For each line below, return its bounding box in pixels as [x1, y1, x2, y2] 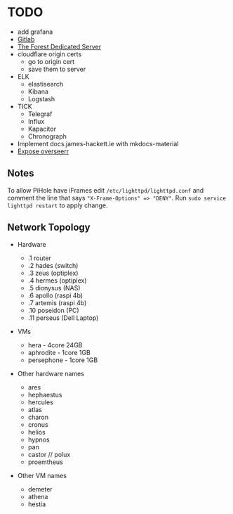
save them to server [27, 65, 86, 73]
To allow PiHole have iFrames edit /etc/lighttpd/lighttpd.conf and [7, 186, 204, 194]
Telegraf [27, 110, 53, 118]
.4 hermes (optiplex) [27, 276, 87, 285]
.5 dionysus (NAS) [27, 283, 81, 292]
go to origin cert [27, 57, 75, 65]
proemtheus [27, 458, 63, 466]
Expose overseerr [17, 147, 69, 155]
